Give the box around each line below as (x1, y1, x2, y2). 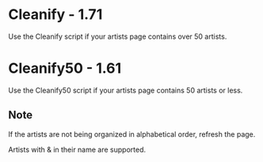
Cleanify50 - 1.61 (8, 59, 122, 77)
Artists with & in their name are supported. (8, 145, 147, 154)
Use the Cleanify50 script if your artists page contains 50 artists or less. (8, 85, 243, 95)
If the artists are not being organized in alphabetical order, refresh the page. (8, 129, 256, 139)
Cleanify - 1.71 (8, 6, 103, 24)
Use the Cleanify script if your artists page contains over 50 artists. (8, 32, 227, 41)
